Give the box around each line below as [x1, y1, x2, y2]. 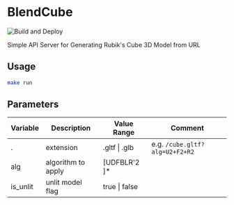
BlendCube [7, 4, 73, 20]
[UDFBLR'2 [102, 158, 140, 167]
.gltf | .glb [102, 143, 134, 153]
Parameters [7, 99, 59, 110]
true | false [102, 182, 138, 192]
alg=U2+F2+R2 [151, 148, 195, 156]
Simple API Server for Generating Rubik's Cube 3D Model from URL [7, 40, 201, 49]
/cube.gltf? [165, 140, 205, 149]
